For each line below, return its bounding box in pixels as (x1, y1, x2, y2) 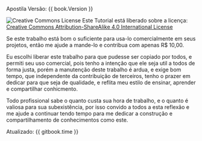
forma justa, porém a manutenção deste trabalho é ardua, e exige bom (6, 66, 181, 73)
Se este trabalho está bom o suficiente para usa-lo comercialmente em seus (6, 35, 196, 42)
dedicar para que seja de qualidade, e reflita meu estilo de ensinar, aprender (6, 79, 196, 86)
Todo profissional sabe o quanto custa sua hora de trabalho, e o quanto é (6, 97, 189, 104)
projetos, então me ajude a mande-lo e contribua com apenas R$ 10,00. (6, 42, 185, 48)
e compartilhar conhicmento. (6, 85, 78, 93)
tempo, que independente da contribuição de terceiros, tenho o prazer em (6, 73, 191, 79)
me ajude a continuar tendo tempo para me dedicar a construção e (6, 110, 173, 117)
